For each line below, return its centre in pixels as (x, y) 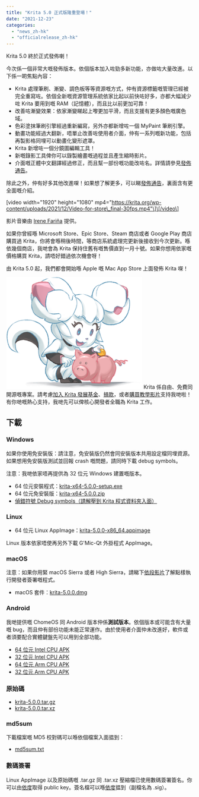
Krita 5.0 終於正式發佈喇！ (38, 56)
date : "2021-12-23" (30, 19)
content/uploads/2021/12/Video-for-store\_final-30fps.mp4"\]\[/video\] (93, 209)
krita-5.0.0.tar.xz (35, 708)
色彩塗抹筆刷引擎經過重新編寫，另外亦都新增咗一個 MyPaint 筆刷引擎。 (101, 126)
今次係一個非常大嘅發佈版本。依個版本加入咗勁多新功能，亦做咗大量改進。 (97, 69)
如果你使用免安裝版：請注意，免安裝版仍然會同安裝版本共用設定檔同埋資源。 (99, 453)
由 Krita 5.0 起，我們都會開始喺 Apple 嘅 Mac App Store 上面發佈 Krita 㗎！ (97, 269)
